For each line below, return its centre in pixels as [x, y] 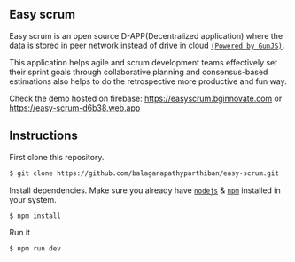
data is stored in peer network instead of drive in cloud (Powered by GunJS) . [147, 45]
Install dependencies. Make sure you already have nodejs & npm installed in [145, 190]
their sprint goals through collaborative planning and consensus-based [139, 72]
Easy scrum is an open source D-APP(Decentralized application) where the [146, 35]
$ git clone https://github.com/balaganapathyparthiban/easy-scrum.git [144, 173]
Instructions [43, 136]
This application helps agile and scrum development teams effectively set [144, 62]
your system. [33, 199]
